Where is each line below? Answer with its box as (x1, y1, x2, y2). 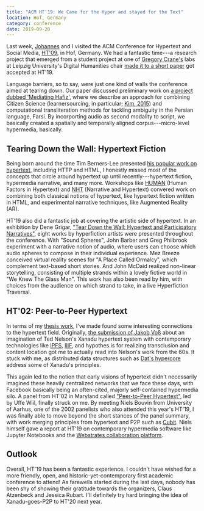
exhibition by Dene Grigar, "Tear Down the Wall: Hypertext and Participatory (6, 223, 197, 231)
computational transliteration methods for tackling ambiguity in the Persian (6, 106, 194, 114)
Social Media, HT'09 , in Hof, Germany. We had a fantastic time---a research (6, 49, 197, 57)
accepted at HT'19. (6, 68, 54, 76)
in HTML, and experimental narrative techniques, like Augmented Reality (6, 199, 188, 206)
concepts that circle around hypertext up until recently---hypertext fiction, (6, 173, 193, 180)
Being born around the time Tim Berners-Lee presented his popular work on (6, 160, 197, 167)
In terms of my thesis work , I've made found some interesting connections (6, 322, 193, 330)
